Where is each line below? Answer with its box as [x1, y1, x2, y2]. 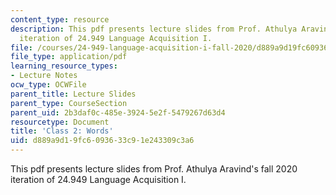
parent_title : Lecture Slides [10, 89, 137, 99]
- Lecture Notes [10, 71, 78, 81]
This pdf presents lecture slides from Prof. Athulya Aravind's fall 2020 [10, 163, 298, 175]
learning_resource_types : [10, 61, 118, 71]
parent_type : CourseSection [10, 98, 128, 108]
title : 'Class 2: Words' [10, 126, 114, 136]
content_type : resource [10, 14, 110, 25]
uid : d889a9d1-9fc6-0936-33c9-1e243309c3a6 [10, 136, 195, 146]
